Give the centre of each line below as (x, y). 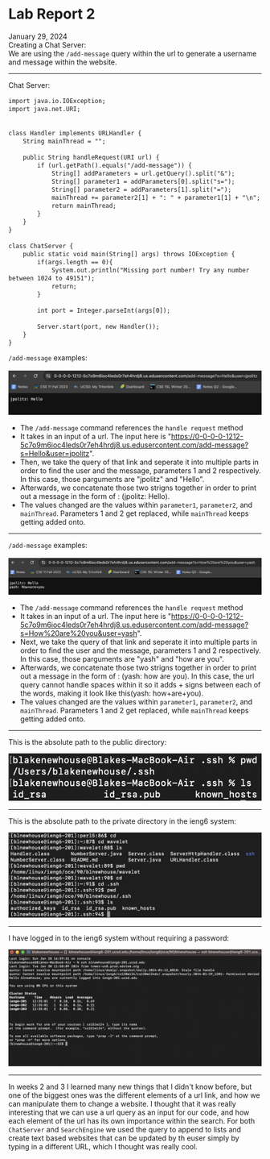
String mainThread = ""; (64, 141)
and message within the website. (63, 62)
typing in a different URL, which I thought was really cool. (103, 1147)
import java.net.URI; (45, 109)
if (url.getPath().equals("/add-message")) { (115, 165)
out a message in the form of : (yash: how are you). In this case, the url (137, 676)
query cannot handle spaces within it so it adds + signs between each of (140, 684)
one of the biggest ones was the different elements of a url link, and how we (134, 1095)
